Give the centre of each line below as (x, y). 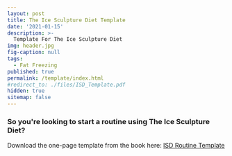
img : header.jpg (31, 46)
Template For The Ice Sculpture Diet (68, 40)
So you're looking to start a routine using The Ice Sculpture (109, 121)
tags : (15, 59)
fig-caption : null (34, 53)
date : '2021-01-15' (35, 26)
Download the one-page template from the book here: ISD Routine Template (116, 146)
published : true (31, 71)
